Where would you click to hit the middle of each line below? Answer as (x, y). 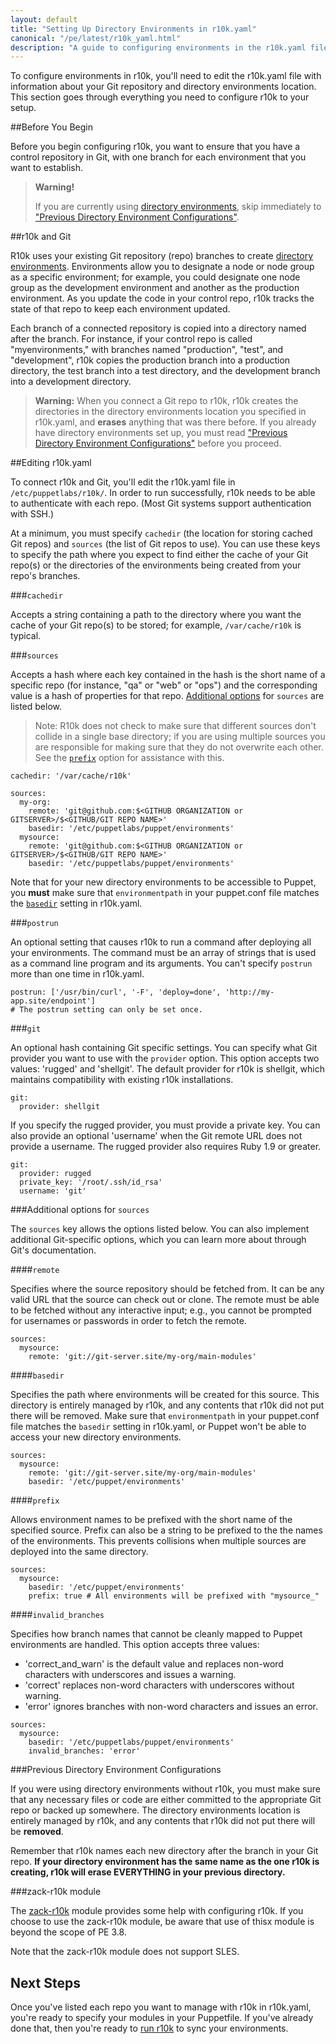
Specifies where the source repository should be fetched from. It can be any (167, 1289)
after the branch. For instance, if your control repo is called (131, 339)
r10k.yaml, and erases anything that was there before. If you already (175, 422)
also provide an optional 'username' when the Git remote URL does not (156, 1136)
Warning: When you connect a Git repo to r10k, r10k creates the (166, 401)
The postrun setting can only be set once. (111, 1010)
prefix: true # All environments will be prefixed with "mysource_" (174, 1596)
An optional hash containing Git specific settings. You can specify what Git (164, 1048)
